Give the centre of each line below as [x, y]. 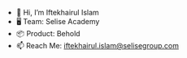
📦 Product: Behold [48, 33]
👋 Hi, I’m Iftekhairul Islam [57, 12]
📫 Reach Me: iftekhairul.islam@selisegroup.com [97, 46]
